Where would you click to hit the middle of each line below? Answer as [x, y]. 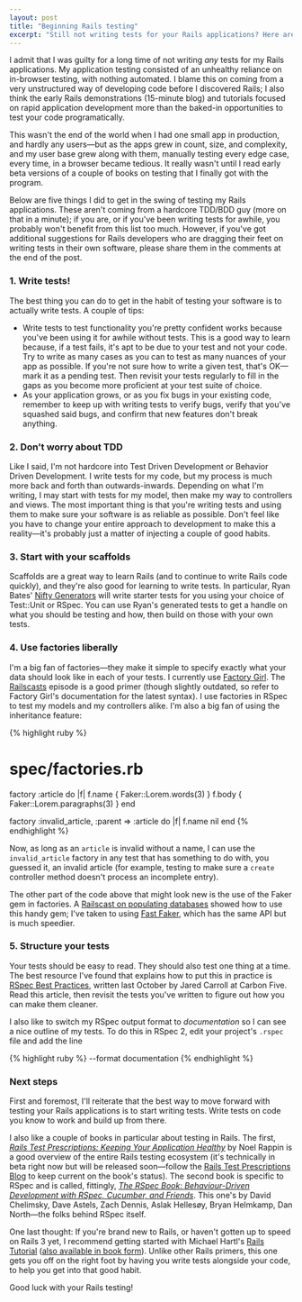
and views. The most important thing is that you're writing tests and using [145, 505]
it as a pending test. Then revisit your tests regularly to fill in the [161, 376]
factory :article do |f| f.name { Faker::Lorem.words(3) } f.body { [126, 794]
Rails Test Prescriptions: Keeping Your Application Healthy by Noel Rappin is [151, 1147]
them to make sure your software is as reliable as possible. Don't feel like [145, 514]
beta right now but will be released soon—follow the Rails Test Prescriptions [150, 1167]
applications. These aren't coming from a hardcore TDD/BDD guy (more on [148, 210]
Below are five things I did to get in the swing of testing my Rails [128, 200]
